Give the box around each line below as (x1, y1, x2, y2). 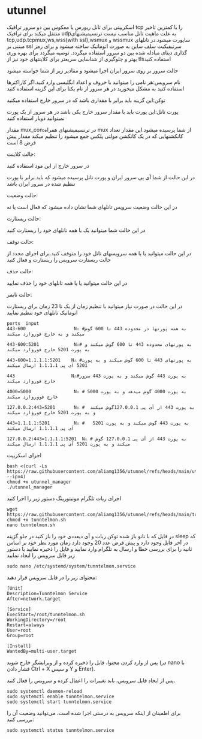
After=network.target (7, 596, 61, 602)
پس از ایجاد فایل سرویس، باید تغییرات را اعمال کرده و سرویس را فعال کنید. (7, 677, 176, 684)
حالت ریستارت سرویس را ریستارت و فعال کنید (7, 256, 111, 263)
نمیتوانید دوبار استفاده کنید (7, 114, 65, 122)
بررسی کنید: (7, 716, 35, 723)
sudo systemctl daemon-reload (7, 688, 83, 694)
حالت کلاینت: (7, 150, 35, 158)
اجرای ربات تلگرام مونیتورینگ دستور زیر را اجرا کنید (7, 494, 122, 502)
